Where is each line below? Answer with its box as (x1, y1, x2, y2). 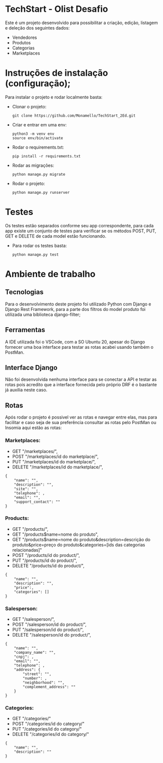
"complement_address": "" (23, 685, 76, 690)
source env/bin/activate (12, 135, 63, 141)
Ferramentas (5, 326, 45, 334)
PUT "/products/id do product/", (12, 557, 78, 563)
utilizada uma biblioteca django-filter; (5, 311, 81, 317)
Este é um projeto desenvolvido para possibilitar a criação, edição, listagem (5, 20, 158, 26)
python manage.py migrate (12, 172, 65, 177)
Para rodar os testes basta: (12, 243, 67, 248)
